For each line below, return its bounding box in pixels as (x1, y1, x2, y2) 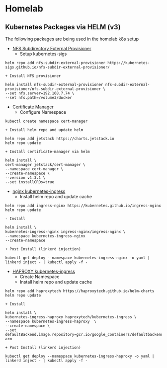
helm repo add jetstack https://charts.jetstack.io (5, 136, 114, 141)
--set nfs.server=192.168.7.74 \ (5, 91, 75, 96)
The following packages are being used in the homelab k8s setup (5, 36, 139, 42)
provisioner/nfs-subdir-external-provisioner (5, 86, 101, 91)
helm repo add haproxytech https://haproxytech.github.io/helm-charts (5, 289, 155, 294)
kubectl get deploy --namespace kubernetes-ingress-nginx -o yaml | (5, 255, 150, 260)
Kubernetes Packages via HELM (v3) (5, 23, 121, 31)
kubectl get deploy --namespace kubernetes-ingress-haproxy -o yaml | (5, 354, 155, 359)
